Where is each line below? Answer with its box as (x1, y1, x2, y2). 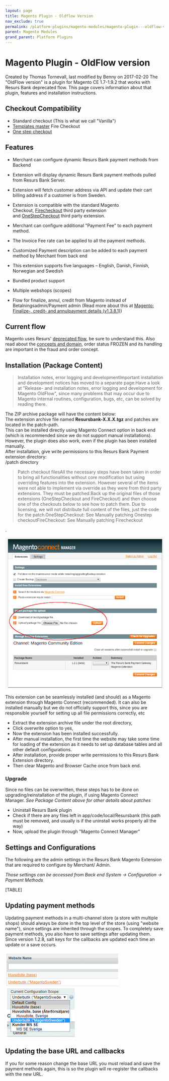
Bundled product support (12, 277, 65, 283)
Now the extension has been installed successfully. (12, 730, 119, 736)
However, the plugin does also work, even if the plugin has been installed (5, 438, 157, 444)
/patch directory (5, 459, 39, 465)
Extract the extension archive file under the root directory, (12, 719, 133, 726)
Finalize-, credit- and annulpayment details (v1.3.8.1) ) (12, 308, 122, 314)
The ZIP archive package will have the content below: (5, 411, 116, 417)
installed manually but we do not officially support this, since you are (5, 704, 147, 710)
